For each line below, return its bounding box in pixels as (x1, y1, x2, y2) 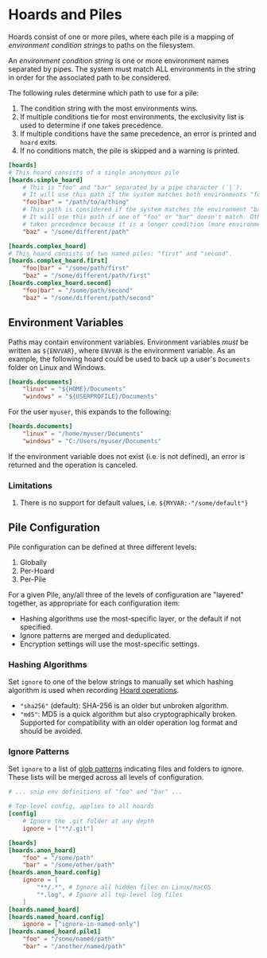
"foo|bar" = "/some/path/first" (22, 264, 130, 272)
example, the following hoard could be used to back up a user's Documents (8, 354, 250, 364)
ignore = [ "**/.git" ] (22, 824, 94, 832)
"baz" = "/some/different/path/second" (22, 294, 155, 302)
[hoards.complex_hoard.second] (8, 279, 112, 287)
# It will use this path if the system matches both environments (22, 191, 247, 199)
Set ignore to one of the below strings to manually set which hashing (8, 677, 234, 687)
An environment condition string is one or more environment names (8, 56, 230, 65)
